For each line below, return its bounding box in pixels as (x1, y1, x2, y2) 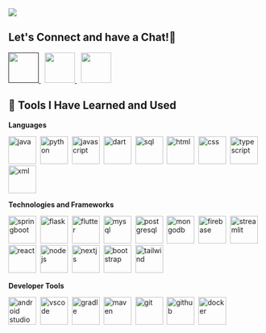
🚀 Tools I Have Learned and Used (8, 98, 177, 112)
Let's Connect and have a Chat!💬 (8, 31, 177, 44)
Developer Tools (8, 281, 64, 290)
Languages (8, 120, 47, 130)
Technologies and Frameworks (8, 199, 114, 209)
